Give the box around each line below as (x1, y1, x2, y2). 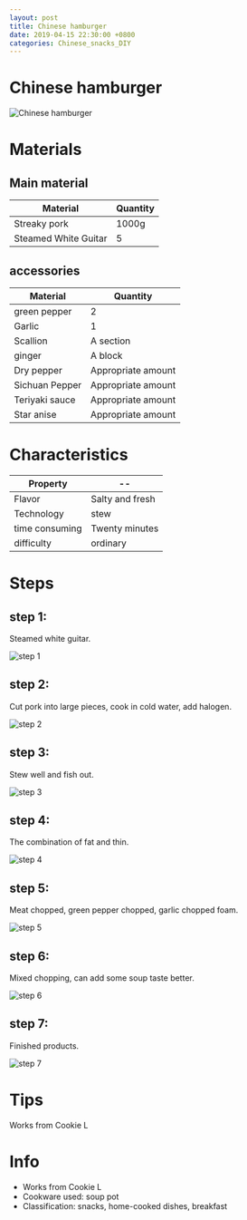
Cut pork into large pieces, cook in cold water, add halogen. (9, 701, 233, 712)
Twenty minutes (90, 522, 159, 535)
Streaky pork (14, 218, 70, 230)
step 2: (9, 677, 50, 692)
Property (28, 477, 68, 489)
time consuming (14, 522, 82, 535)
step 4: (9, 812, 51, 828)
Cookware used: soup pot (22, 1191, 119, 1202)
